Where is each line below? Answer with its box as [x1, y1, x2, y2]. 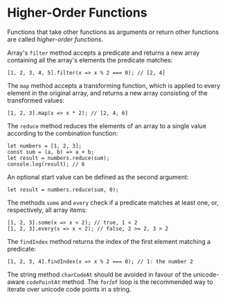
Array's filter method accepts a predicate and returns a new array [7, 48, 200, 57]
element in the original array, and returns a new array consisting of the [7, 89, 208, 97]
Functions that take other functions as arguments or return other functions [7, 28, 219, 36]
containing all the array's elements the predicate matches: [7, 55, 173, 64]
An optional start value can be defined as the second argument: [7, 173, 189, 181]
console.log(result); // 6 [7, 161, 85, 168]
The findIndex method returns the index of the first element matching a [7, 237, 211, 245]
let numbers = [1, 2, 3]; [7, 142, 82, 150]
